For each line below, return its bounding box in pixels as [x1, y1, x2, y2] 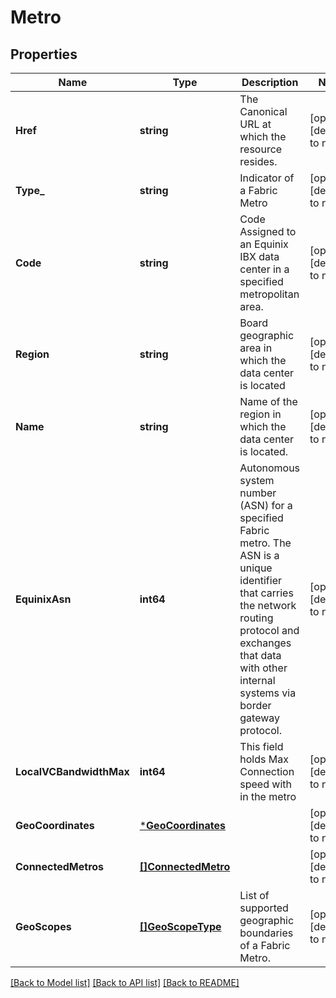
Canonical [239, 105, 288, 118]
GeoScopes [15, 920, 72, 933]
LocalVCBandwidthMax [15, 765, 130, 778]
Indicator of [239, 171, 295, 185]
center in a [239, 262, 290, 276]
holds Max [239, 752, 289, 766]
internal [239, 674, 276, 687]
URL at [239, 117, 272, 131]
